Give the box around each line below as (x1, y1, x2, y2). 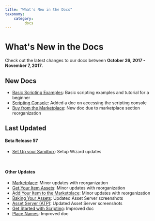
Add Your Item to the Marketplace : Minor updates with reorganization (12, 190, 151, 196)
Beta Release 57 (5, 138, 38, 143)
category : (14, 16, 34, 21)
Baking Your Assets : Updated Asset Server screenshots (12, 195, 124, 201)
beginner (12, 95, 31, 100)
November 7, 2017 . (5, 63, 43, 68)
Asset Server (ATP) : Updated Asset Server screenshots (12, 200, 123, 206)
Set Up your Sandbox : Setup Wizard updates (12, 148, 102, 154)
